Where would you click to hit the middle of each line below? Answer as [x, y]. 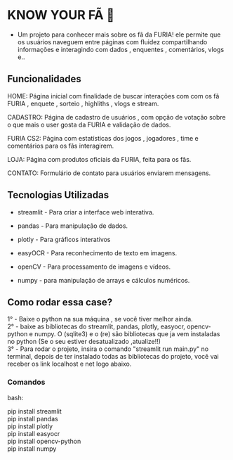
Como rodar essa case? [60, 302]
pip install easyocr [34, 433]
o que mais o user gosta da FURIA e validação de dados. [89, 124]
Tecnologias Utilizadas [58, 195]
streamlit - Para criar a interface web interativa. [86, 212]
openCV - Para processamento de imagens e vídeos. [94, 267]
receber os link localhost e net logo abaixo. [69, 364]
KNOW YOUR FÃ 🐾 [61, 15]
